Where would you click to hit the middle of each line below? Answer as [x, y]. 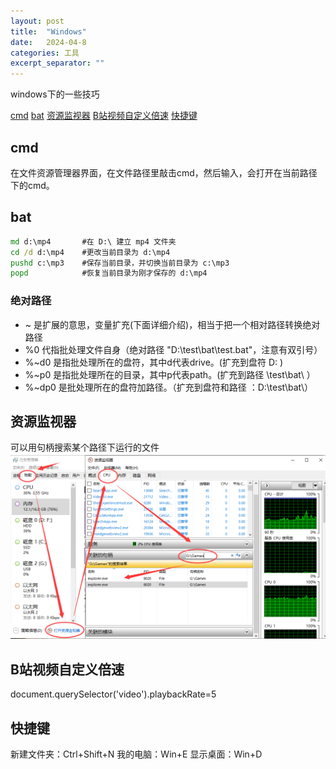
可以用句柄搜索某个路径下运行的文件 [85, 447]
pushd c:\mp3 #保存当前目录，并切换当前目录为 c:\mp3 [120, 263]
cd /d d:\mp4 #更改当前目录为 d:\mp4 [90, 252]
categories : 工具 [45, 53]
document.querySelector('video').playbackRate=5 [113, 694]
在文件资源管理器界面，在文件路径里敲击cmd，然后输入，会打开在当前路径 [164, 172]
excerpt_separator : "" [57, 63]
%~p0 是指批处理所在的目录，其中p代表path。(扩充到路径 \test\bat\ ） [170, 374]
